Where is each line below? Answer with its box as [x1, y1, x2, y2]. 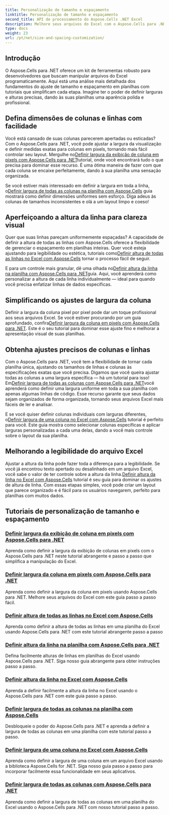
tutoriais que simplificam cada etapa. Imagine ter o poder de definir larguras [5, 89, 163, 95]
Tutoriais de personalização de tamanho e [5, 507, 140, 516]
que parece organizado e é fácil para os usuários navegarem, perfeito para [5, 487, 160, 493]
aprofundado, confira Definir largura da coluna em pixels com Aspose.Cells [5, 320, 160, 326]
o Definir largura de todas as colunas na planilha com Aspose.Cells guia [5, 188, 152, 194]
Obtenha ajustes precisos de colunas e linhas [5, 345, 151, 354]
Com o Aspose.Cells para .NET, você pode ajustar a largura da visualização [5, 140, 162, 146]
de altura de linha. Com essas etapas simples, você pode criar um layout [5, 481, 156, 488]
